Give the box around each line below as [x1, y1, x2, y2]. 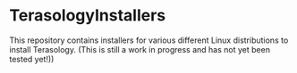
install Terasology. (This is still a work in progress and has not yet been [9, 44, 271, 54]
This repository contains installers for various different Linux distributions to [9, 35, 289, 45]
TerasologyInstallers [9, 5, 166, 26]
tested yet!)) [9, 53, 55, 64]
